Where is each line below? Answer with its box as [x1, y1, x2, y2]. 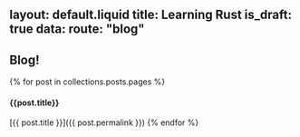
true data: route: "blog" [9, 22, 145, 37]
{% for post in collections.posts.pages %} [9, 76, 166, 87]
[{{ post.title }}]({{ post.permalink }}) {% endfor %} [9, 117, 199, 128]
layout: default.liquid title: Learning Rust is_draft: [9, 7, 293, 23]
